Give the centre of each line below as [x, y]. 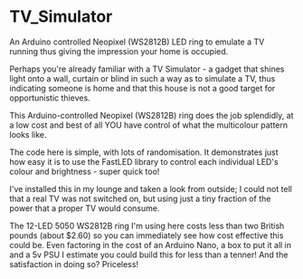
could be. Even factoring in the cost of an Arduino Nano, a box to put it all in [151, 245]
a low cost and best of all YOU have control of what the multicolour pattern [149, 125]
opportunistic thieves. [50, 98]
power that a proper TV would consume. [85, 208]
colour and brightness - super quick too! [85, 171]
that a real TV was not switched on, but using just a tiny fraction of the [140, 198]
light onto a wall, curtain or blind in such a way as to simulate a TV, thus [142, 78]
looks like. [28, 134]
